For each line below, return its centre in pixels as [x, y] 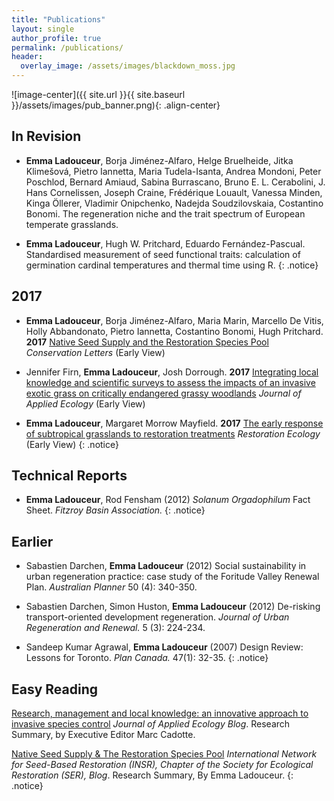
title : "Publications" [58, 19]
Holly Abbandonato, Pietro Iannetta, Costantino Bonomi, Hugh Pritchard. [174, 331]
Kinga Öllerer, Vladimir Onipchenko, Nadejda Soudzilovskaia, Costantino [174, 203]
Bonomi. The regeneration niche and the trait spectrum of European [165, 213]
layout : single [43, 29]
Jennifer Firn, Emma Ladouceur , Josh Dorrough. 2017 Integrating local [172, 372]
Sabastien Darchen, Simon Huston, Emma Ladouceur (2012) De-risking [173, 607]
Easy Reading [55, 689]
